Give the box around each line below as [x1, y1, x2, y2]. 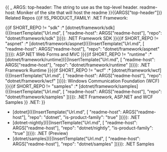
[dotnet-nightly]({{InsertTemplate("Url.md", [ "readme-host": [12, 120, 137, 125]
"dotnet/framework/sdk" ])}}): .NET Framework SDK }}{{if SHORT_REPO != [5, 35, 159, 41]
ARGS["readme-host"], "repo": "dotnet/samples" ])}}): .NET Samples [12, 141, 154, 147]
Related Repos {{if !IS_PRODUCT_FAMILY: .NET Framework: [5, 15, 128, 21]
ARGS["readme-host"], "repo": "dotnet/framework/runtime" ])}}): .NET [5, 62, 150, 68]
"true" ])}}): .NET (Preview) [12, 130, 68, 136]
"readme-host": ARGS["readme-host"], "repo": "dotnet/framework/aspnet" [5, 46, 160, 52]
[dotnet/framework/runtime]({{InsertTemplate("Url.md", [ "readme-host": [5, 57, 155, 62]
